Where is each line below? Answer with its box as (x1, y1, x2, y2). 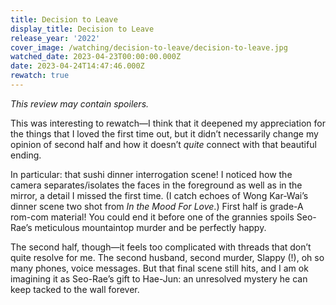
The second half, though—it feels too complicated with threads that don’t (10, 241, 312, 253)
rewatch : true (10, 71, 70, 81)
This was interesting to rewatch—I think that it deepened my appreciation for (10, 117, 326, 129)
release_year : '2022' (10, 33, 101, 43)
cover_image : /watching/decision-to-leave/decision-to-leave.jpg (10, 42, 288, 53)
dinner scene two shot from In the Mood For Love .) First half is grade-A (10, 200, 304, 212)
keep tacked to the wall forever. (10, 283, 140, 295)
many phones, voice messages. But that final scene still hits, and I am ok (10, 262, 309, 274)
